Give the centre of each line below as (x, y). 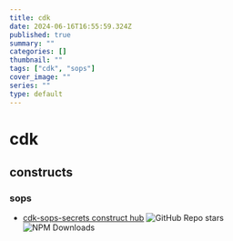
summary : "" (32, 43)
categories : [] (38, 52)
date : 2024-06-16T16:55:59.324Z (71, 26)
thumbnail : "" (36, 60)
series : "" (30, 85)
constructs (41, 172)
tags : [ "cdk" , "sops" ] (52, 69)
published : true (40, 35)
